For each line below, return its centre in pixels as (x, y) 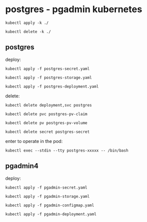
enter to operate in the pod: (34, 141)
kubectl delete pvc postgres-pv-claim (46, 114)
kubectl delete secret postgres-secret (48, 132)
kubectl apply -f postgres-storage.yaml (49, 78)
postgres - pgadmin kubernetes (74, 9)
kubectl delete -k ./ (28, 31)
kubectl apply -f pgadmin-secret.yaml (46, 188)
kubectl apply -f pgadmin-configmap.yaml (50, 205)
